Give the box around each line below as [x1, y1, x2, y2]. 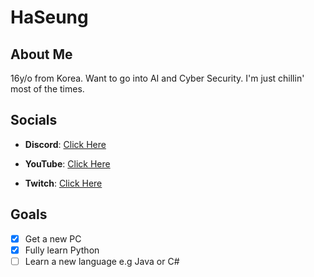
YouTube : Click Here [24, 157, 111, 170]
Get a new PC [24, 232, 82, 245]
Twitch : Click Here [24, 177, 103, 189]
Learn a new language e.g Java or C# [24, 255, 180, 267]
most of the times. [10, 83, 85, 95]
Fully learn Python [24, 244, 100, 256]
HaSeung [10, 6, 89, 29]
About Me [10, 46, 73, 63]
